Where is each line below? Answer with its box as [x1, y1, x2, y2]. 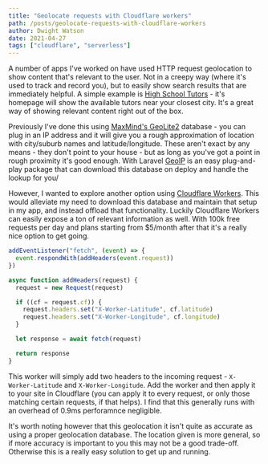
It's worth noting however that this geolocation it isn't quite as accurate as [8, 421, 253, 430]
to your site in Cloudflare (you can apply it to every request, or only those [8, 389, 250, 398]
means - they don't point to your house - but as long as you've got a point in [8, 148, 261, 157]
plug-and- [221, 156, 256, 165]
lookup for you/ [8, 173, 59, 183]
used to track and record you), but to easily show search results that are [8, 81, 247, 91]
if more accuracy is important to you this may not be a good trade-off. [8, 438, 239, 448]
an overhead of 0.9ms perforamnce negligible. [8, 405, 162, 415]
